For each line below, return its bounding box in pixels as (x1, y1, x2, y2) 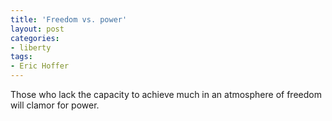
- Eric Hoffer (10, 61, 70, 71)
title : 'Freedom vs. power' (10, 14, 128, 25)
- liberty (10, 42, 52, 53)
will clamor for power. (10, 99, 100, 111)
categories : (10, 33, 60, 43)
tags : (10, 52, 33, 62)
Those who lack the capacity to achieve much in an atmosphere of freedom (10, 89, 322, 100)
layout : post (10, 24, 65, 34)
